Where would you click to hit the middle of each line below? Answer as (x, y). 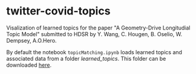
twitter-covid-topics (58, 11)
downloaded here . (29, 65)
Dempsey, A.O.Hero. (31, 40)
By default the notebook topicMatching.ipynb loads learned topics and (94, 52)
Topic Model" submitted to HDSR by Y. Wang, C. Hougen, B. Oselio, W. (94, 34)
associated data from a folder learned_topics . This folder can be (86, 58)
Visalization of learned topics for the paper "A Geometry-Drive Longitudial (98, 28)
